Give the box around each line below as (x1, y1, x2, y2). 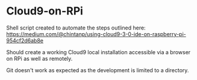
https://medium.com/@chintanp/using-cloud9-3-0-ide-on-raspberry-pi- (6, 30, 186, 37)
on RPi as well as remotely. (6, 55, 73, 62)
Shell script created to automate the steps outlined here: (6, 24, 146, 31)
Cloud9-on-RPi (6, 4, 83, 18)
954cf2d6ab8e (6, 37, 44, 44)
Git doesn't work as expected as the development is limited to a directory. (6, 66, 189, 73)
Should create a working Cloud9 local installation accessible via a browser (6, 48, 191, 55)
